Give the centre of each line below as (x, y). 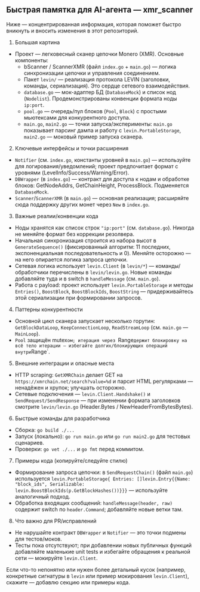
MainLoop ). (27, 333)
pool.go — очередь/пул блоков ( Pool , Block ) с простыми (95, 111)
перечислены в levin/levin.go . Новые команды (111, 272)
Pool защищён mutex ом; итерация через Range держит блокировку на (101, 340)
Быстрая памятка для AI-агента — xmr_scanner (100, 10)
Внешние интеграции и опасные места (64, 363)
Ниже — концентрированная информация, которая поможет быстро (94, 24)
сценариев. (30, 442)
